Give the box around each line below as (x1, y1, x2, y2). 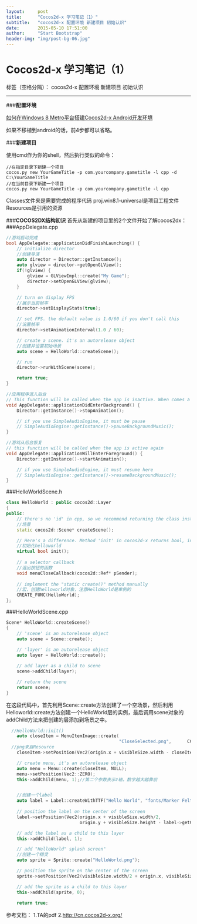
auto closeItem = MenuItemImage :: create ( (16, 733, 119, 739)
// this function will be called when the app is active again (6, 445, 164, 451)
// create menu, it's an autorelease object (16, 760, 127, 766)
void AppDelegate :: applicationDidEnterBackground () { (6, 402, 141, 408)
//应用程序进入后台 (6, 391, 47, 397)
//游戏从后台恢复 (6, 440, 42, 446)
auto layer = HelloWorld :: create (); (16, 653, 107, 658)
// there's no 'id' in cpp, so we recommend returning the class (16, 516, 180, 522)
